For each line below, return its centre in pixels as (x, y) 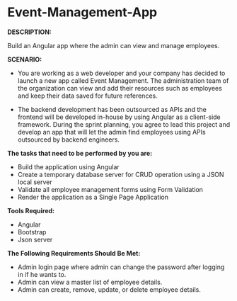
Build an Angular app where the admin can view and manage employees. (114, 45)
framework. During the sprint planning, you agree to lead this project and (124, 124)
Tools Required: (31, 210)
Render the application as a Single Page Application (93, 197)
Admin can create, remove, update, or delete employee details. (109, 289)
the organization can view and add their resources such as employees (120, 88)
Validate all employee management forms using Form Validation (110, 189)
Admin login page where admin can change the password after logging (121, 267)
